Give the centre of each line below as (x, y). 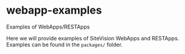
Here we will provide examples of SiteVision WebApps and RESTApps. (93, 38)
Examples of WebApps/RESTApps (48, 27)
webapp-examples (54, 10)
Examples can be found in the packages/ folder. (65, 45)
